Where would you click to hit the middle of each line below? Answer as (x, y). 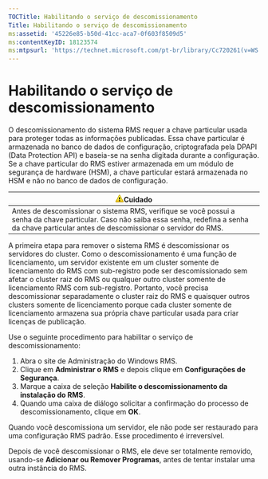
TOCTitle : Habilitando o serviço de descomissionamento (103, 17)
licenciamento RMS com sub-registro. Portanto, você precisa (108, 288)
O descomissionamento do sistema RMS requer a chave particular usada (128, 130)
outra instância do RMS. (47, 468)
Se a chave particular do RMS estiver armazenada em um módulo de (121, 164)
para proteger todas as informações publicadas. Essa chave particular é (126, 139)
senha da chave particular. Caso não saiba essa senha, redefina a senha (130, 219)
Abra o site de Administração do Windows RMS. (99, 361)
